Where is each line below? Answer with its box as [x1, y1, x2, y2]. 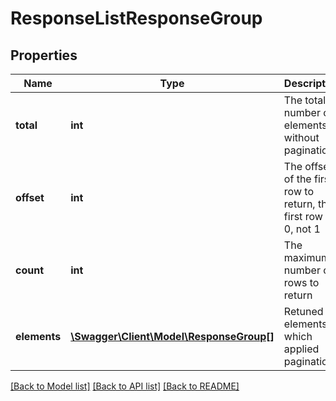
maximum [283, 251, 330, 264]
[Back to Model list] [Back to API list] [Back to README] [10, 380, 240, 392]
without [283, 131, 320, 144]
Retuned [283, 305, 324, 318]
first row [283, 210, 323, 223]
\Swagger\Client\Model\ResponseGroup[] [70, 330, 275, 343]
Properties [10, 47, 78, 64]
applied [283, 342, 320, 356]
